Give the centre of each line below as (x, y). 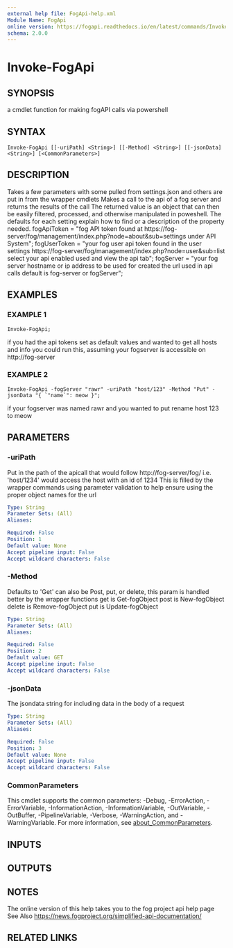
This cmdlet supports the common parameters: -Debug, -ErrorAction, (106, 801)
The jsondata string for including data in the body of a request (96, 704)
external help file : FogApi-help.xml (62, 14)
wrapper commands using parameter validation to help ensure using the (110, 487)
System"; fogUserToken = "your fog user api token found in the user (105, 243)
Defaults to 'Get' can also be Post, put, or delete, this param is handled (108, 591)
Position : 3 (24, 748)
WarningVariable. (32, 823)
